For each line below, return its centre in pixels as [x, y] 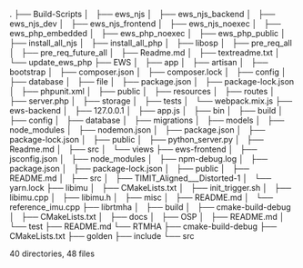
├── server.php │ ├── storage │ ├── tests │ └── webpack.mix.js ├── [151, 101]
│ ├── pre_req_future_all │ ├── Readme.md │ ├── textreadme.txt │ [145, 53]
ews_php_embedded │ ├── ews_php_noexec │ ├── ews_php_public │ [148, 33]
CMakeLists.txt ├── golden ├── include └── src [102, 236]
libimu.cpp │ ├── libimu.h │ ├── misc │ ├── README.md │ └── [141, 197]
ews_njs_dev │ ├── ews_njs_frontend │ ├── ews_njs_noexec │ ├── [145, 24]
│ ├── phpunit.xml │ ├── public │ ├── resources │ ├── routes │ [142, 91]
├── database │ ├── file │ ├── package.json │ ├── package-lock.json [152, 81]
